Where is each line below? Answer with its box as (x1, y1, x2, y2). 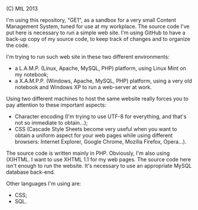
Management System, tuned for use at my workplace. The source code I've (6, 23, 190, 30)
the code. (6, 42, 30, 49)
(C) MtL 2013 (6, 5, 38, 12)
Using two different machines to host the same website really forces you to (6, 95, 189, 102)
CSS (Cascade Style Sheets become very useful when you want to (14, 126, 177, 132)
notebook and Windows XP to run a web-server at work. (14, 84, 152, 91)
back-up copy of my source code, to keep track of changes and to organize (6, 36, 190, 42)
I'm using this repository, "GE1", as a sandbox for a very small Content (6, 17, 176, 23)
